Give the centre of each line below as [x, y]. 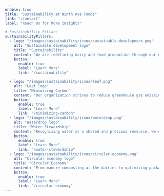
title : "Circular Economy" [41, 163]
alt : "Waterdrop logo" [37, 122]
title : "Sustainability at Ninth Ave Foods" [51, 14]
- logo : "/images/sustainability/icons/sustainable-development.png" [82, 41]
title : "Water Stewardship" [42, 127]
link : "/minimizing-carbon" [47, 113]
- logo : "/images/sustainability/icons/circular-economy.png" [74, 154]
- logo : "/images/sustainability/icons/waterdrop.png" [66, 118]
